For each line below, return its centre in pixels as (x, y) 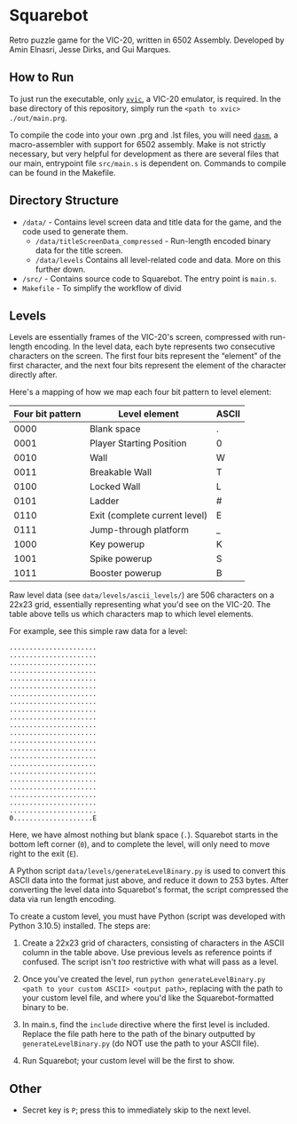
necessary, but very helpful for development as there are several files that (144, 154)
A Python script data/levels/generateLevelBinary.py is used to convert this (148, 871)
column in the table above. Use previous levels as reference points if (147, 953)
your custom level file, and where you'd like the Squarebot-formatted (148, 998)
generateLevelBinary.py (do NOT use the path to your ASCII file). (141, 1043)
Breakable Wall (121, 472)
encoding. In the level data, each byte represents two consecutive (155, 346)
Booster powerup (126, 574)
